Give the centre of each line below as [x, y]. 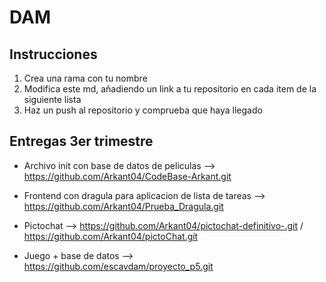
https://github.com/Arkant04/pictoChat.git [111, 236]
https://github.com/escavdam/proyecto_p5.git [118, 266]
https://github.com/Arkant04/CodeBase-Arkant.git [127, 176]
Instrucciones [53, 54]
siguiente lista [52, 99]
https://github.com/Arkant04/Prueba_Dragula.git [123, 206]
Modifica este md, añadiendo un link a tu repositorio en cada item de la [170, 89]
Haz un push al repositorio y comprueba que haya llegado [143, 110]
